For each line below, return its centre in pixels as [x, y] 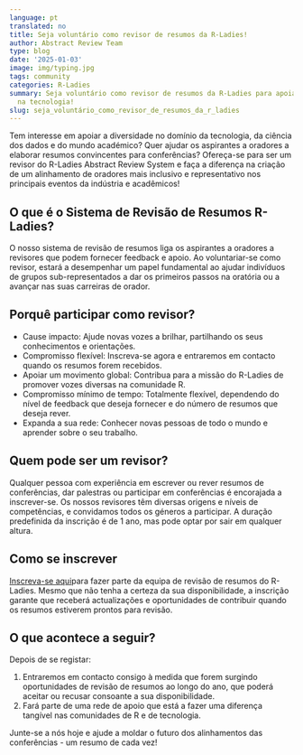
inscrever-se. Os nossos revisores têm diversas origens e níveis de [134, 501]
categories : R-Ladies [50, 85]
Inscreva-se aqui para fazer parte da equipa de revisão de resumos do [139, 581]
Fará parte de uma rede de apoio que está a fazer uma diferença [142, 706]
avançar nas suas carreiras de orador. [80, 286]
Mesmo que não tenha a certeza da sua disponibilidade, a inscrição [164, 590]
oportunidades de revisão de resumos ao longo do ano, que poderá [147, 686]
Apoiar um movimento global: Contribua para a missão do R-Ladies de [153, 375]
